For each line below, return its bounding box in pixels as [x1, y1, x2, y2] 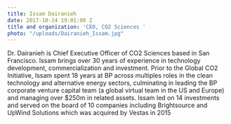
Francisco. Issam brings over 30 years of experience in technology [7, 57, 201, 65]
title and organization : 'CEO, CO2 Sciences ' [7, 23, 146, 30]
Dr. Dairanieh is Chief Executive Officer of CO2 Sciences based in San [7, 49, 210, 57]
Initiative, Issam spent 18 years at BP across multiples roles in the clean [7, 71, 213, 80]
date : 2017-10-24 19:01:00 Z [7, 17, 93, 24]
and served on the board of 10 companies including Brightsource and [7, 101, 208, 109]
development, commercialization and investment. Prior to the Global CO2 [7, 64, 218, 72]
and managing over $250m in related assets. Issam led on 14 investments [7, 94, 220, 102]
